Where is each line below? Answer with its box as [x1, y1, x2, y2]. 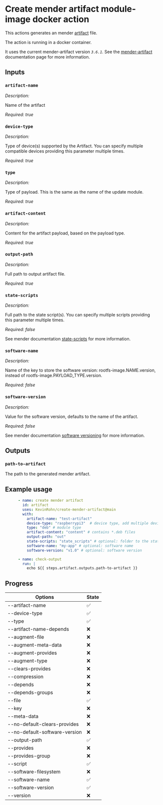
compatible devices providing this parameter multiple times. [5, 148, 125, 154]
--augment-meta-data [7, 642, 62, 648]
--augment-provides [7, 649, 57, 656]
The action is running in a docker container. [5, 39, 92, 45]
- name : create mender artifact [17, 498, 83, 503]
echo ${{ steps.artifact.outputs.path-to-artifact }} [26, 566, 138, 571]
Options [35, 594, 54, 601]
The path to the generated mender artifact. [5, 471, 91, 477]
